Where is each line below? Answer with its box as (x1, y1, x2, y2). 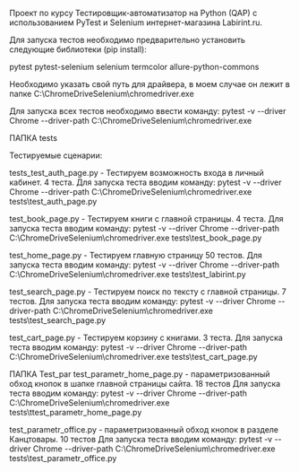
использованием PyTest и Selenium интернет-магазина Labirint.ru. (9, 17, 262, 28)
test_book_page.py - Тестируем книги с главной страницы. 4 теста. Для (9, 214, 284, 223)
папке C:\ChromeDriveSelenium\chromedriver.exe (9, 89, 194, 99)
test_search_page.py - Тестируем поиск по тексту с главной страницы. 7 (9, 286, 286, 297)
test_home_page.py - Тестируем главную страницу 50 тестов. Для (9, 250, 262, 260)
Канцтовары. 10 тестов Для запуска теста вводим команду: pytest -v (9, 434, 273, 444)
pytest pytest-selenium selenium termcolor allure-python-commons (9, 62, 260, 72)
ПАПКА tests (9, 133, 58, 143)
